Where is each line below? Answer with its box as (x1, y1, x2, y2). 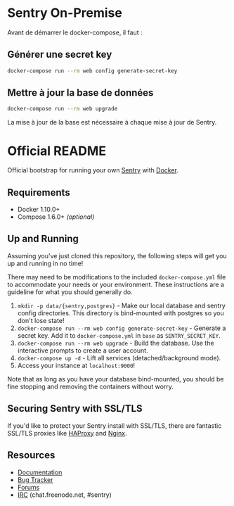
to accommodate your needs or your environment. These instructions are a (7, 280, 225, 289)
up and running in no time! (7, 259, 84, 267)
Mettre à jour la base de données (7, 87, 154, 99)
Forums (17, 483, 40, 491)
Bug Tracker (17, 475, 53, 483)
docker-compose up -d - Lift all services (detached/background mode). (17, 353, 221, 362)
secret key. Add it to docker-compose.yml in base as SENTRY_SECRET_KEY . (17, 331, 221, 339)
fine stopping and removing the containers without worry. (7, 382, 174, 391)
